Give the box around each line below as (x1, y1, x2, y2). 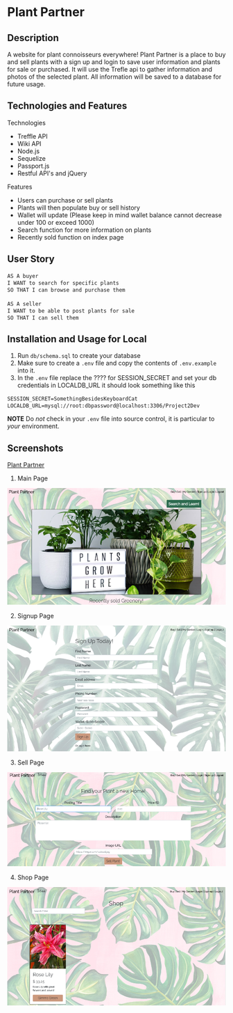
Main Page (17, 474, 49, 482)
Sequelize (17, 154, 46, 162)
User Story (7, 253, 55, 265)
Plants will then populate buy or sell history (17, 203, 141, 212)
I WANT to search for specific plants (7, 279, 119, 286)
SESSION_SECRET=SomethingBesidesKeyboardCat (7, 395, 138, 402)
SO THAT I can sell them (7, 314, 79, 321)
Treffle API (17, 132, 48, 140)
